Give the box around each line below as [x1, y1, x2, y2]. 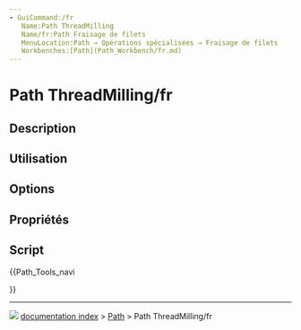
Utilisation [9, 152, 68, 167]
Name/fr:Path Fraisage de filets [21, 30, 146, 39]
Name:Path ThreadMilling [21, 22, 115, 30]
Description [9, 120, 76, 135]
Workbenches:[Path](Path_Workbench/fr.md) [21, 47, 182, 56]
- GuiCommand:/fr [9, 13, 74, 22]
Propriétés [9, 212, 70, 227]
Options [9, 181, 56, 197]
